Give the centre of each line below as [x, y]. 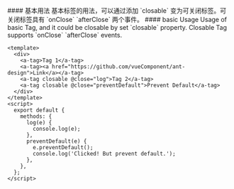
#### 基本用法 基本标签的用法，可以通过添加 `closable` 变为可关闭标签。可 [117, 11]
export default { [39, 110]
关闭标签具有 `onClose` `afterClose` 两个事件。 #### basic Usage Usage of [117, 20]
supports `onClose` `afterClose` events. [65, 35]
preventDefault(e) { [56, 141]
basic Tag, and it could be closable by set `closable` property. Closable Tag [117, 27]
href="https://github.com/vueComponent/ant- [119, 67]
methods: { [36, 117]
